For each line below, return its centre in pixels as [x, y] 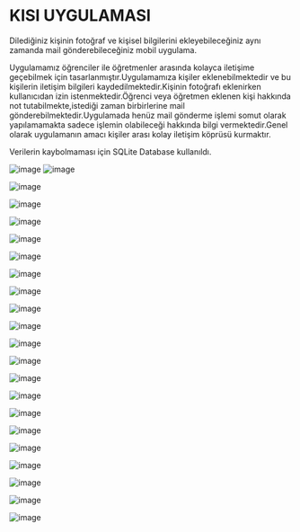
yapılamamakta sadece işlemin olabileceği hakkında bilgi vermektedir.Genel [149, 124]
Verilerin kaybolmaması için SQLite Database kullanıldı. [110, 151]
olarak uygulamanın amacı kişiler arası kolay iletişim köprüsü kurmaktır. [140, 134]
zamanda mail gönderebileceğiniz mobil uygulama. [103, 49]
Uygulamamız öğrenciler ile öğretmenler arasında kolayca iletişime [132, 67]
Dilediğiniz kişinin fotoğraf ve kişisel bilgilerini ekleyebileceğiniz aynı [135, 40]
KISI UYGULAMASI [80, 16]
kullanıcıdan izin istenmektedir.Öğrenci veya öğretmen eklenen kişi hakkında [150, 96]
